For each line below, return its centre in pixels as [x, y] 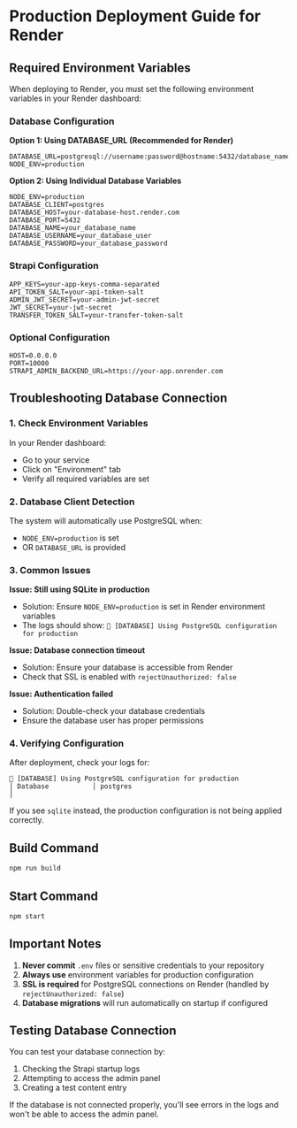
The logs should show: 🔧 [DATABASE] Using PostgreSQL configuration [149, 625]
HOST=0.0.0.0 [33, 356]
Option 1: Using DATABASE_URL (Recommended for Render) [122, 141]
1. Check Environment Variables [79, 424]
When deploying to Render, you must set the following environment [132, 89]
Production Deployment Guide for [135, 16]
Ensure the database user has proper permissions [113, 721]
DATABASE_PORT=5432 [45, 220]
